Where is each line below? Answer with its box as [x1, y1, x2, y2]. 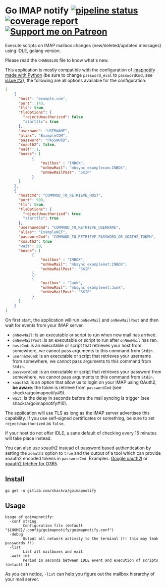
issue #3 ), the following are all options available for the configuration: [5, 77, 147, 83]
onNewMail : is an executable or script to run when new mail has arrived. [12, 332, 157, 338]
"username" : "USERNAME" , [18, 128, 70, 133]
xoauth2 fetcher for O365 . [5, 461, 58, 467]
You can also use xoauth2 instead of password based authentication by [5, 445, 151, 451]
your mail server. [5, 576, 40, 582]
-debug [9, 532, 23, 537]
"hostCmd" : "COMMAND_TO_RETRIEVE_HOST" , [18, 193, 103, 198]
